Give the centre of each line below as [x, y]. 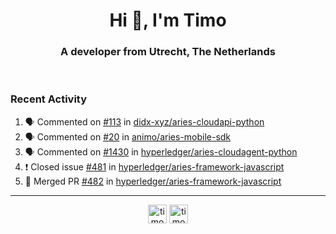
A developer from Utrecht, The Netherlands [168, 52]
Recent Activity [49, 99]
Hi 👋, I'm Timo [168, 20]
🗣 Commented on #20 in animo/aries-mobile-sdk [128, 136]
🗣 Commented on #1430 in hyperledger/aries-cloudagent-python [161, 151]
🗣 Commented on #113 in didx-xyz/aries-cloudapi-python [144, 121]
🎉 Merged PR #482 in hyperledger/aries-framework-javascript [153, 181]
